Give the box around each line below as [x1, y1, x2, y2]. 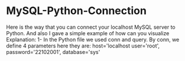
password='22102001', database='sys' [6, 48, 100, 55]
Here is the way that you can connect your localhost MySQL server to [6, 23, 176, 30]
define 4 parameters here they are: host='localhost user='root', [6, 42, 160, 49]
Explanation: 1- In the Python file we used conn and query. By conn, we [6, 36, 180, 43]
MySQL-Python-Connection [6, 4, 147, 18]
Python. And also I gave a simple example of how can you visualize [6, 29, 170, 36]
